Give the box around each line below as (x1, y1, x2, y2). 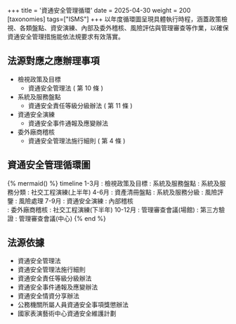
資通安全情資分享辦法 (17, 292, 79, 300)
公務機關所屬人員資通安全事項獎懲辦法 (17, 301, 129, 309)
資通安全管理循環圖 (7, 159, 91, 171)
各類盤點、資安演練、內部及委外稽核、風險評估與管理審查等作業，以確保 (19, 24, 229, 32)
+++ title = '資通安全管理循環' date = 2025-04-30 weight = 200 (7, 6, 191, 14)
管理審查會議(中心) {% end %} (18, 214, 107, 223)
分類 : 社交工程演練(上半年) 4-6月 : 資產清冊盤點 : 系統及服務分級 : (13, 188, 204, 196)
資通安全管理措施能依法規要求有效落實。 (7, 32, 124, 41)
